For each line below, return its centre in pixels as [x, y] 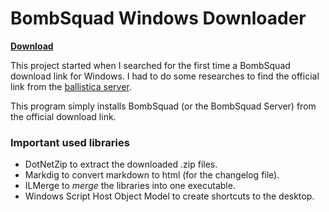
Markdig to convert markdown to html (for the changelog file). [152, 175]
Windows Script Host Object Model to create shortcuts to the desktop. [169, 196]
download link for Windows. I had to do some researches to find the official [165, 76]
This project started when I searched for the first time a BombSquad [150, 65]
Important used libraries [70, 142]
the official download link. [63, 116]
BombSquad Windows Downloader [158, 18]
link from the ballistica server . [71, 86]
